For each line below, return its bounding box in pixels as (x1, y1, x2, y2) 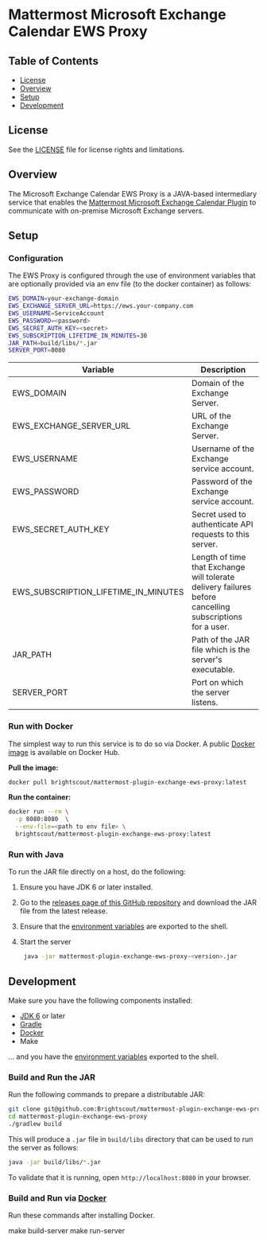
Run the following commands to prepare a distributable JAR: (8, 1090, 205, 1100)
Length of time (192, 551, 246, 563)
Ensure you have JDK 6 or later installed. (19, 882, 153, 892)
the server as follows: (8, 1143, 79, 1152)
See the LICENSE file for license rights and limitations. (8, 145, 185, 154)
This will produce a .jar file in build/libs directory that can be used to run (8, 1134, 253, 1143)
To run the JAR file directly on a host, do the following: (8, 867, 187, 877)
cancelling (192, 602, 230, 613)
